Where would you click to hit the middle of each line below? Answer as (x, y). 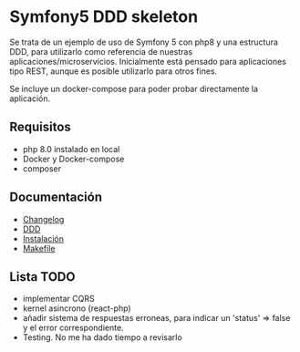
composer (42, 168)
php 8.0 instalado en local (71, 149)
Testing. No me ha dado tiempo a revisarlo (102, 337)
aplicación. (30, 98)
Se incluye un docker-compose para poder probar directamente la (134, 88)
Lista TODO (42, 277)
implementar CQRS (58, 299)
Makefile (39, 248)
